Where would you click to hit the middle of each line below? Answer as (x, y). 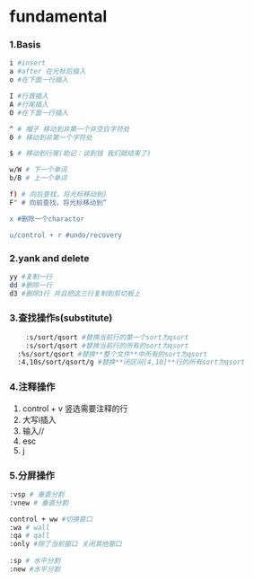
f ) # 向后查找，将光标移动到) (58, 195)
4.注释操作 (32, 387)
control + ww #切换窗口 (51, 519)
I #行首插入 (29, 96)
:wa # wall (30, 527)
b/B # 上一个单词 (38, 178)
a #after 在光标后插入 (48, 72)
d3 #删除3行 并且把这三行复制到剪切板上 (75, 294)
